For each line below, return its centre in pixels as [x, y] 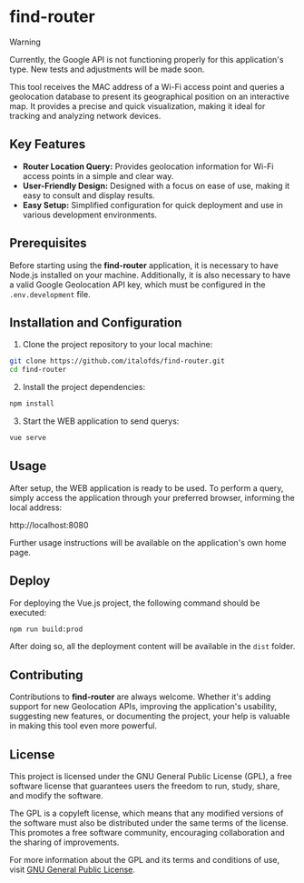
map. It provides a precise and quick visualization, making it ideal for [137, 105]
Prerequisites [48, 243]
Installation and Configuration [96, 322]
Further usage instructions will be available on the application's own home [148, 542]
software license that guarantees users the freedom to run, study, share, [145, 786]
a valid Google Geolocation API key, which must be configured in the [137, 285]
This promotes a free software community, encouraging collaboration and [147, 833]
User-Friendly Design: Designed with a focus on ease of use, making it [156, 186]
